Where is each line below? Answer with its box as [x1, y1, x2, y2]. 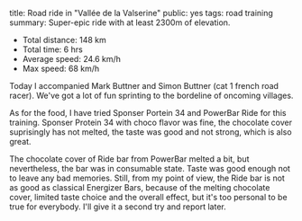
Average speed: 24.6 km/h [22, 54, 122, 64]
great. [9, 137, 32, 146]
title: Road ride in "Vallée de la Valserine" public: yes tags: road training [9, 8, 273, 18]
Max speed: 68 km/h [22, 63, 100, 74]
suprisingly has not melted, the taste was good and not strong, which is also [9, 127, 292, 137]
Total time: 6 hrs [22, 44, 83, 55]
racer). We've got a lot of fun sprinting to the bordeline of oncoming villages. [9, 90, 294, 101]
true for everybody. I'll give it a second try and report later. [9, 201, 227, 212]
